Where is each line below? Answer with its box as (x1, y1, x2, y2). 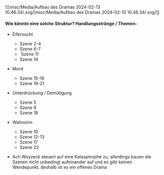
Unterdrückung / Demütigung (12, 90, 72, 96)
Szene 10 (19, 129, 38, 135)
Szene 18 (19, 110, 38, 116)
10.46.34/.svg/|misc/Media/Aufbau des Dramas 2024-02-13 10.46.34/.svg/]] (5, 9, 160, 15)
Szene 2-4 (19, 41, 41, 47)
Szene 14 (19, 56, 38, 63)
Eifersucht (12, 31, 33, 37)
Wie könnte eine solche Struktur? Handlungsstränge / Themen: (5, 21, 137, 26)
